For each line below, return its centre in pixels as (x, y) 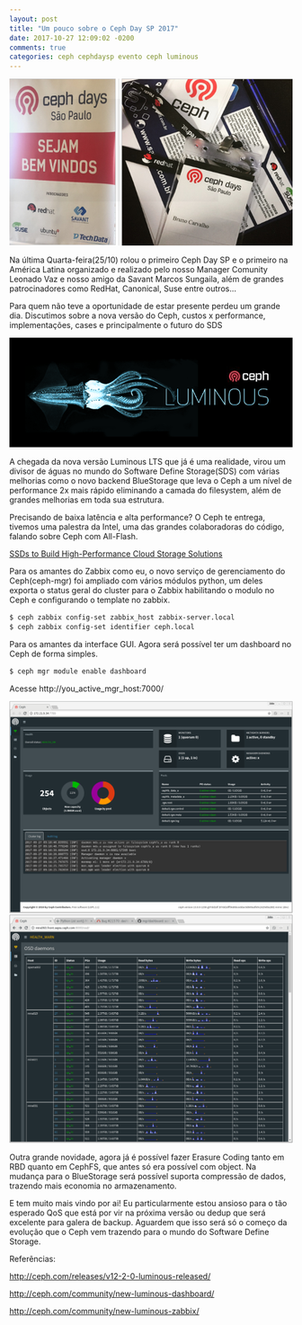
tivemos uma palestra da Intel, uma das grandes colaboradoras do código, (147, 527)
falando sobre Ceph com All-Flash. (74, 537)
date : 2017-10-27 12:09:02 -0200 (72, 38)
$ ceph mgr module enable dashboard (78, 671)
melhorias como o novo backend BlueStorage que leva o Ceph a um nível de (151, 481)
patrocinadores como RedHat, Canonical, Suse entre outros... (123, 289)
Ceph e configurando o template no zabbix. (90, 600)
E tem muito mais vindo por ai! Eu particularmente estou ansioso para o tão (148, 1204)
